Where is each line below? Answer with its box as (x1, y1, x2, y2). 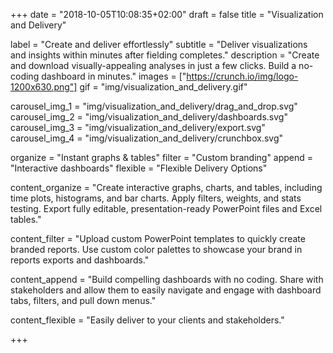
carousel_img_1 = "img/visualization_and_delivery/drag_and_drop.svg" (10, 100, 298, 112)
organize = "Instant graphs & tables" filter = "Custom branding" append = (10, 152, 314, 163)
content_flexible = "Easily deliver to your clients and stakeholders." (10, 314, 285, 326)
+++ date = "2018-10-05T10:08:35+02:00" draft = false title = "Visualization (10, 9, 324, 20)
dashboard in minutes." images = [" (41, 70, 187, 82)
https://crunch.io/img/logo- (186, 70, 299, 82)
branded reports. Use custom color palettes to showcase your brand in (10, 244, 303, 255)
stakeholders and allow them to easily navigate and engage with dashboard (10, 284, 322, 296)
